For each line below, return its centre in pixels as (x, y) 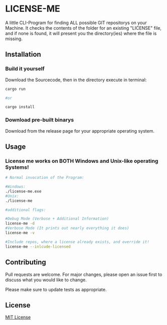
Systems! (17, 167)
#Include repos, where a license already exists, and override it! (77, 242)
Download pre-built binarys (39, 120)
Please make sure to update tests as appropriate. (56, 289)
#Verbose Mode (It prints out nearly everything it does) (67, 228)
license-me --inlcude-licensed (38, 247)
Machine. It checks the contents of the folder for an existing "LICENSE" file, (83, 28)
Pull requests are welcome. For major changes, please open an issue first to (84, 274)
